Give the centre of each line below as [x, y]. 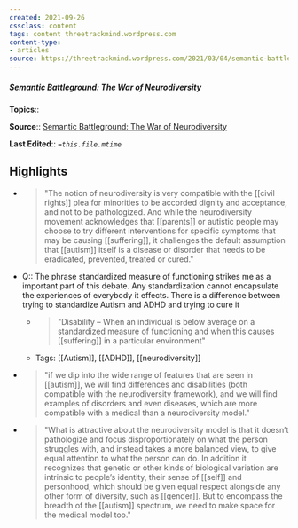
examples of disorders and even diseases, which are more [151, 403]
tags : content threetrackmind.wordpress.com [93, 34]
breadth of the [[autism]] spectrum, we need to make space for [160, 505]
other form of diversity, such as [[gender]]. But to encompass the [163, 496]
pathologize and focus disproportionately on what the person [156, 439]
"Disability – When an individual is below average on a [156, 321]
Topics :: [24, 109]
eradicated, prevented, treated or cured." [119, 259]
